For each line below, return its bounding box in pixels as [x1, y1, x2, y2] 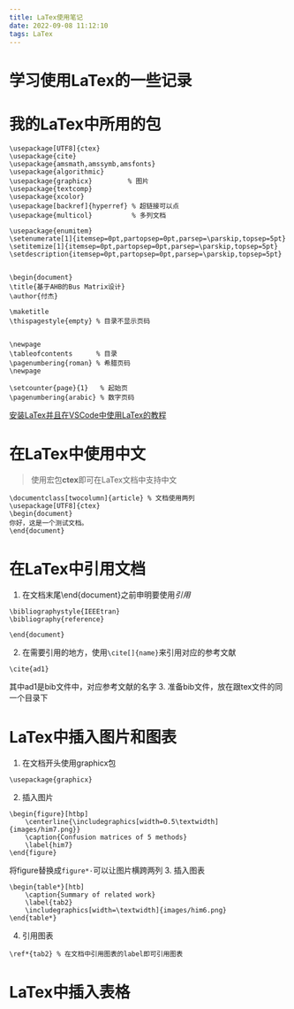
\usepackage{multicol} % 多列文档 [9, 211, 166, 220]
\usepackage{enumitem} [9, 227, 93, 235]
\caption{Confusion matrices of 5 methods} [25, 833, 188, 842]
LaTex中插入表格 [9, 982, 131, 1002]
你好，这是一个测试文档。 [9, 519, 88, 528]
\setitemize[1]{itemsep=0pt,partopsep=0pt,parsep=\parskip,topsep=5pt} [9, 242, 278, 250]
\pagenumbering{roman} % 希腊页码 [9, 358, 131, 367]
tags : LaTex [9, 29, 53, 38]
